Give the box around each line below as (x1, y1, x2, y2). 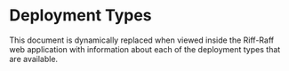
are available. (9, 53, 59, 64)
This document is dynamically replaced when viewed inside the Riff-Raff (9, 35, 274, 45)
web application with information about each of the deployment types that (9, 43, 281, 54)
